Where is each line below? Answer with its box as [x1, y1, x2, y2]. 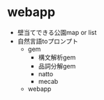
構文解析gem [38, 53, 76, 62]
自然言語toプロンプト [17, 36, 79, 45]
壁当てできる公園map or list [17, 28, 97, 36]
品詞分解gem [38, 62, 76, 70]
